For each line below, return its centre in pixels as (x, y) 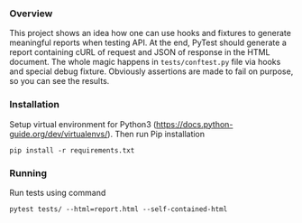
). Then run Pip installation (156, 134)
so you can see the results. (59, 81)
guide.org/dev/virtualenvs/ (59, 134)
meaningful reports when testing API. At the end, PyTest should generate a (148, 42)
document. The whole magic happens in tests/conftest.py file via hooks (145, 62)
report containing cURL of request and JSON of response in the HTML (140, 52)
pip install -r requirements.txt (72, 150)
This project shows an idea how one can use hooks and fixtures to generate (150, 33)
